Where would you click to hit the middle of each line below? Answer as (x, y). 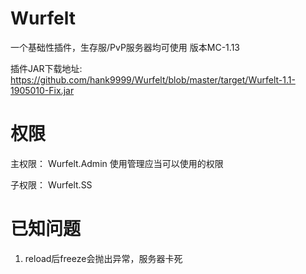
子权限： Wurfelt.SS (51, 184)
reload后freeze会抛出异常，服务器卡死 (103, 258)
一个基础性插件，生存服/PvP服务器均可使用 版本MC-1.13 (125, 47)
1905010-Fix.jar (42, 90)
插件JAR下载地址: (46, 68)
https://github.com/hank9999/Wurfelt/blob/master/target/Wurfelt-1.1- (153, 79)
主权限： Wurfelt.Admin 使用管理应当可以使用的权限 (117, 163)
